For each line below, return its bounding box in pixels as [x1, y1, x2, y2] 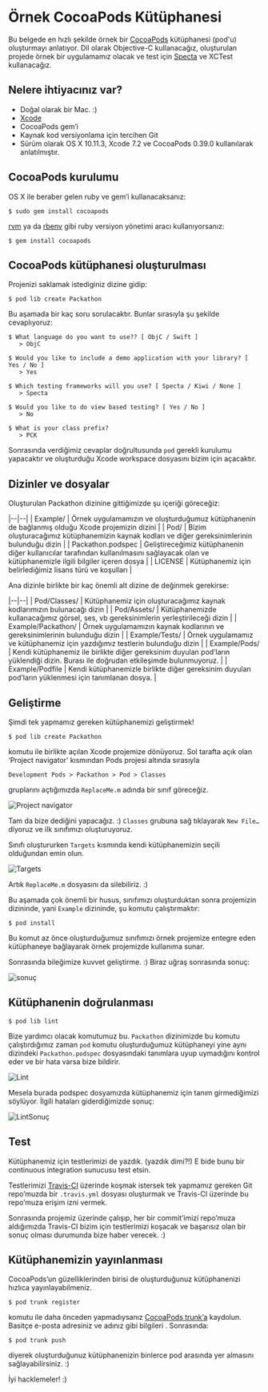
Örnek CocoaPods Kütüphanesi [8, 8, 222, 26]
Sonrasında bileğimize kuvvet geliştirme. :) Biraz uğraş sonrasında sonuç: [8, 958, 250, 966]
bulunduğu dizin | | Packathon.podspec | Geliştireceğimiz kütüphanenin [8, 539, 244, 549]
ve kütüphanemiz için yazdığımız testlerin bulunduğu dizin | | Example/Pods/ [8, 639, 260, 648]
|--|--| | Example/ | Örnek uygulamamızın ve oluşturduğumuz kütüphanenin [8, 514, 256, 524]
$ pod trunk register [8, 1298, 81, 1306]
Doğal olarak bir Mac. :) [19, 104, 98, 114]
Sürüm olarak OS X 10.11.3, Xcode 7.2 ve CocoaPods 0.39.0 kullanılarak [19, 139, 254, 148]
